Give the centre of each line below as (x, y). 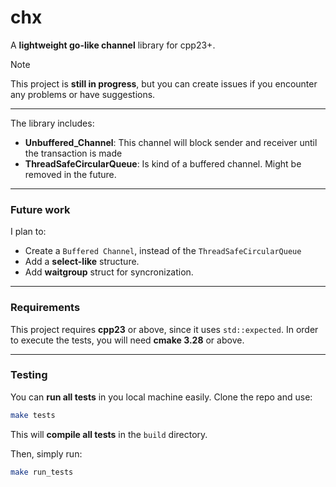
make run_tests (42, 472)
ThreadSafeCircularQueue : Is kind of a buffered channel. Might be (163, 163)
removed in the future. (70, 174)
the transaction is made (73, 153)
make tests (33, 415)
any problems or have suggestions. (83, 94)
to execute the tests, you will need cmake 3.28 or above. (127, 340)
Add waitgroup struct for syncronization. (109, 272)
